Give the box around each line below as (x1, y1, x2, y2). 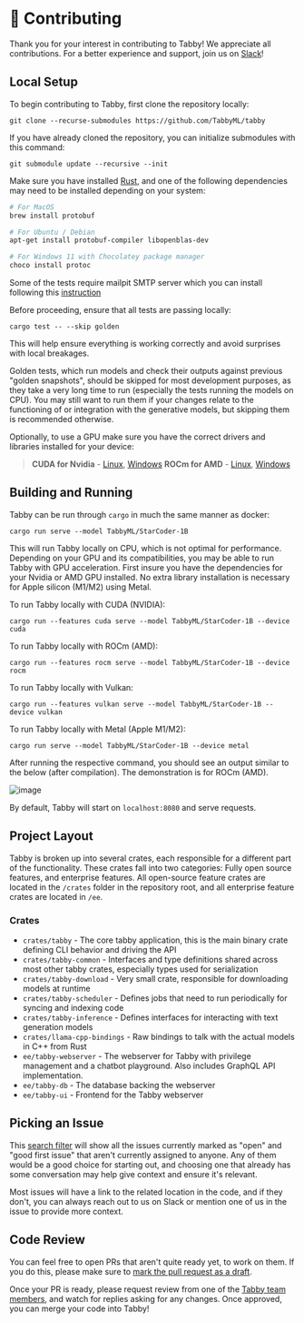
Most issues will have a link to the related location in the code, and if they (9, 1187, 283, 1197)
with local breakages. (9, 348, 90, 359)
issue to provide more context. (9, 1206, 124, 1217)
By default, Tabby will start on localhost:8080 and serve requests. (9, 802, 257, 813)
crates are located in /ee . (9, 891, 103, 902)
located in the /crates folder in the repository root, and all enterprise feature (9, 882, 295, 893)
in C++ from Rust (22, 1041, 88, 1052)
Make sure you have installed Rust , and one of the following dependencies (9, 175, 289, 186)
